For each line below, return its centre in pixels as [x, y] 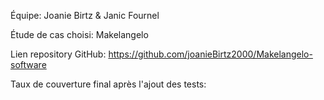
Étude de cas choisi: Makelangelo [79, 34]
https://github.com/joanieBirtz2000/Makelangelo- [210, 54]
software [28, 64]
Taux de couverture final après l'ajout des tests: [108, 84]
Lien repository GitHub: [58, 54]
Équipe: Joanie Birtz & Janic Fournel [85, 15]
